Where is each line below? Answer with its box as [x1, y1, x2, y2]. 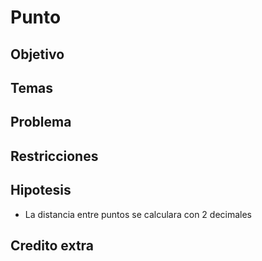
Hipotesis [10, 182, 72, 199]
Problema [10, 114, 72, 131]
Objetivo [10, 46, 65, 63]
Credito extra [10, 237, 95, 254]
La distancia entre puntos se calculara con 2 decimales [24, 208, 253, 220]
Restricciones [10, 147, 99, 165]
